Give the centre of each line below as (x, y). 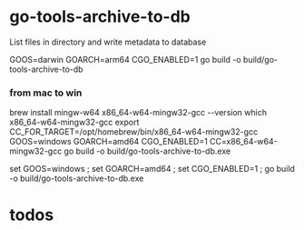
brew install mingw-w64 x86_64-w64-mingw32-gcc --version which (138, 113)
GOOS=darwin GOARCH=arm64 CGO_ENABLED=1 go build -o (126, 59)
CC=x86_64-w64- (244, 142)
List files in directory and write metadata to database (108, 42)
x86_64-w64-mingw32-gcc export (74, 122)
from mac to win (46, 93)
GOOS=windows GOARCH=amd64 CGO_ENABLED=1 (109, 142)
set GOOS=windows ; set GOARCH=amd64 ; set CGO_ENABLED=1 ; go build (152, 169)
